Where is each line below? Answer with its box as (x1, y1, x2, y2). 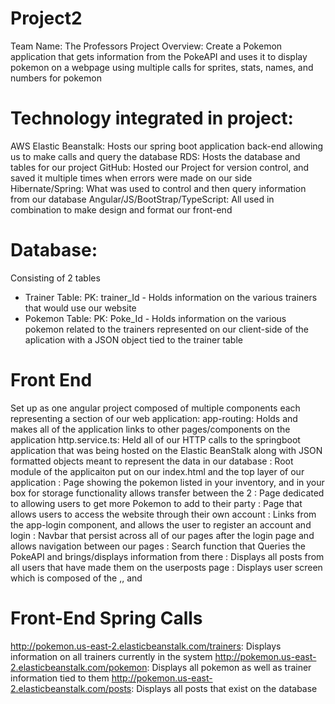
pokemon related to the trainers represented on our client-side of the (24, 323, 309, 335)
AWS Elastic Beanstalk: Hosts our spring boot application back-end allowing (10, 140, 324, 152)
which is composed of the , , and (10, 572, 143, 584)
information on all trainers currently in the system (10, 650, 213, 662)
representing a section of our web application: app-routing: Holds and (10, 412, 298, 424)
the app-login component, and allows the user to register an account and (10, 518, 312, 531)
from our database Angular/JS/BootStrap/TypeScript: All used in (10, 193, 275, 205)
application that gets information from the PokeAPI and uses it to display (10, 50, 308, 62)
